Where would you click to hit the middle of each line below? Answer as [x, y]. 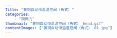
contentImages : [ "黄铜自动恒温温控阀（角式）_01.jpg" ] [59, 28]
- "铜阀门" [24, 19]
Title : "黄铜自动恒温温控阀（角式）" [40, 10]
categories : [18, 14]
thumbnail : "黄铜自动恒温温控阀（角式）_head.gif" [54, 23]
